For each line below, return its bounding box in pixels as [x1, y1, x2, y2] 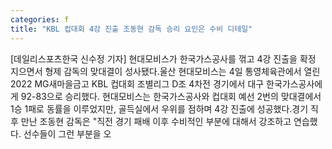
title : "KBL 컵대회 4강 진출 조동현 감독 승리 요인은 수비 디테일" [10, 24, 253, 34]
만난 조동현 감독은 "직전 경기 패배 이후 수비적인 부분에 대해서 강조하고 [20, 115, 292, 127]
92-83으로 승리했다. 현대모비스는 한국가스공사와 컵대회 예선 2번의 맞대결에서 [20, 90, 322, 102]
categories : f [10, 14, 70, 25]
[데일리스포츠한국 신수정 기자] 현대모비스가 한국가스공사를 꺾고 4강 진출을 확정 [10, 52, 317, 65]
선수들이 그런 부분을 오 [23, 127, 112, 140]
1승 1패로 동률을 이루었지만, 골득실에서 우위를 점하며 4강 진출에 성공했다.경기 [10, 102, 309, 115]
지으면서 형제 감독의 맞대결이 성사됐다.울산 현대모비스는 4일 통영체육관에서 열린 [10, 65, 321, 77]
